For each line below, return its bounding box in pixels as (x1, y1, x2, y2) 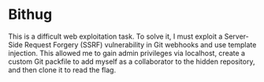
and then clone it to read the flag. (8, 65, 117, 74)
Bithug (8, 6, 53, 24)
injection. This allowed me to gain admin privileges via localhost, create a (8, 48, 246, 58)
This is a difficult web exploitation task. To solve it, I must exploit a (8, 32, 223, 41)
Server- (224, 32, 250, 41)
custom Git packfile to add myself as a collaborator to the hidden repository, (8, 57, 255, 66)
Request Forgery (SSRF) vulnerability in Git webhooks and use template (24, 39, 257, 49)
